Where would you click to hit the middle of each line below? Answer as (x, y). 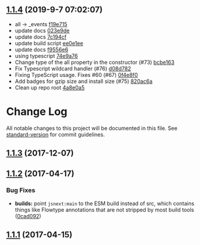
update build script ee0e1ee (49, 43)
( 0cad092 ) (28, 216)
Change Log (37, 111)
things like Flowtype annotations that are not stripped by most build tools (104, 210)
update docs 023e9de (42, 30)
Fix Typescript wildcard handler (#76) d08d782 (73, 69)
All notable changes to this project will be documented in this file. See (92, 128)
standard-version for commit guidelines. (56, 134)
